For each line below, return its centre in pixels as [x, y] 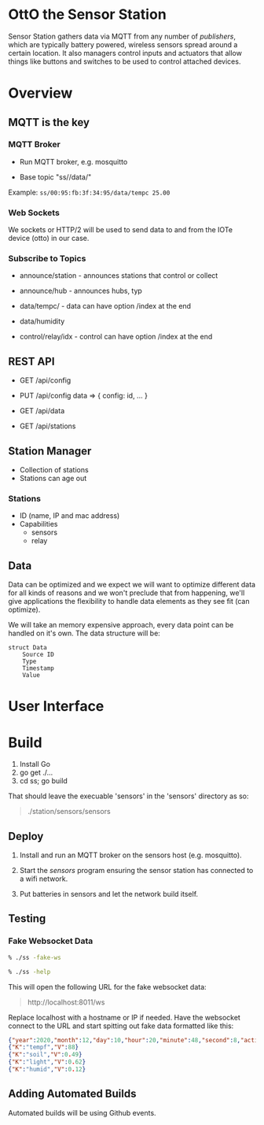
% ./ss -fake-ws [35, 957]
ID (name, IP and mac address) [70, 516]
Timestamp [38, 668]
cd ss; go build [44, 781]
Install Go [35, 764]
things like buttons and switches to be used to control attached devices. [125, 61]
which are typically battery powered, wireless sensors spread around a [123, 44]
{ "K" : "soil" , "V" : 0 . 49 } [45, 1055]
